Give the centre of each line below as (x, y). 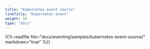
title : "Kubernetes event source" (40, 9)
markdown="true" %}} (28, 42)
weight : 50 (16, 18)
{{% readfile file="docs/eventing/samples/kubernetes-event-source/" (75, 37)
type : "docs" (18, 23)
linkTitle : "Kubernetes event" (37, 14)
